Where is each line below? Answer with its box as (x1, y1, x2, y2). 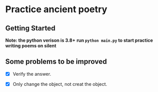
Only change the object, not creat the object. (12, 81, 107, 87)
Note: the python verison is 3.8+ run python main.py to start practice (5, 37, 153, 43)
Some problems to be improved (5, 57, 107, 66)
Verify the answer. (12, 71, 51, 77)
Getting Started (5, 24, 56, 33)
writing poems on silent (5, 43, 57, 49)
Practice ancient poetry (5, 4, 107, 15)
